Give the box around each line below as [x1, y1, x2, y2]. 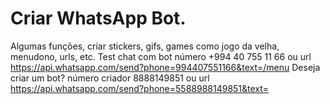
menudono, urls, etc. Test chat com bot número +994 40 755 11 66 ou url [10, 50, 312, 62]
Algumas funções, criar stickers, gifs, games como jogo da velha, [10, 40, 280, 52]
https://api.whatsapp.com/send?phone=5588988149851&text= [10, 82, 270, 94]
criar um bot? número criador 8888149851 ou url [10, 72, 210, 84]
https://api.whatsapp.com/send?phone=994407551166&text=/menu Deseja [10, 61, 321, 73]
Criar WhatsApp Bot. [10, 7, 187, 30]
